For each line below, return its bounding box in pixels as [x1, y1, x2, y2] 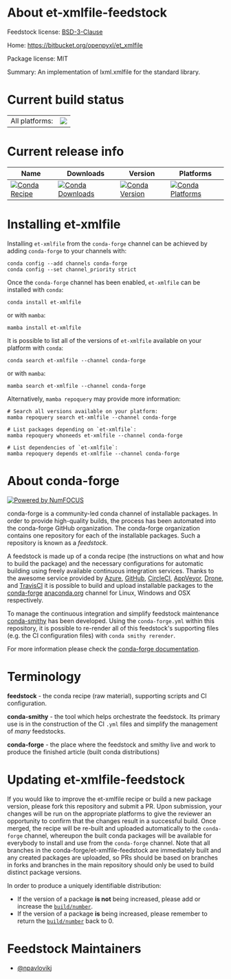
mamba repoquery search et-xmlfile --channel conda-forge [7, 414, 177, 421]
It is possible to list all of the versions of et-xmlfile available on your [7, 336, 201, 344]
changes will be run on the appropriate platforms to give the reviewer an [7, 809, 212, 818]
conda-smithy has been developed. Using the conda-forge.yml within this [7, 616, 215, 625]
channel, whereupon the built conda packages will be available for [23, 831, 212, 840]
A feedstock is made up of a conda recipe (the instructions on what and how [7, 552, 224, 560]
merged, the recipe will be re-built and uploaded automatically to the [7, 824, 201, 832]
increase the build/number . [16, 902, 93, 910]
